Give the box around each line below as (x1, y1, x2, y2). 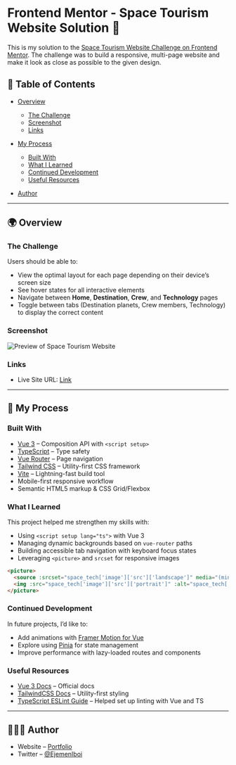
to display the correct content (17, 308, 104, 317)
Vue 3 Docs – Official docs (17, 682, 95, 690)
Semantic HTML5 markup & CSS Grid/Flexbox (17, 484, 150, 493)
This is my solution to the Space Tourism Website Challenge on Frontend (7, 43, 218, 51)
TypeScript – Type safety (17, 446, 90, 455)
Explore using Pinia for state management (17, 641, 139, 649)
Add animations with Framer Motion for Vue (17, 633, 144, 641)
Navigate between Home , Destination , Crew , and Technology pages (17, 293, 218, 302)
